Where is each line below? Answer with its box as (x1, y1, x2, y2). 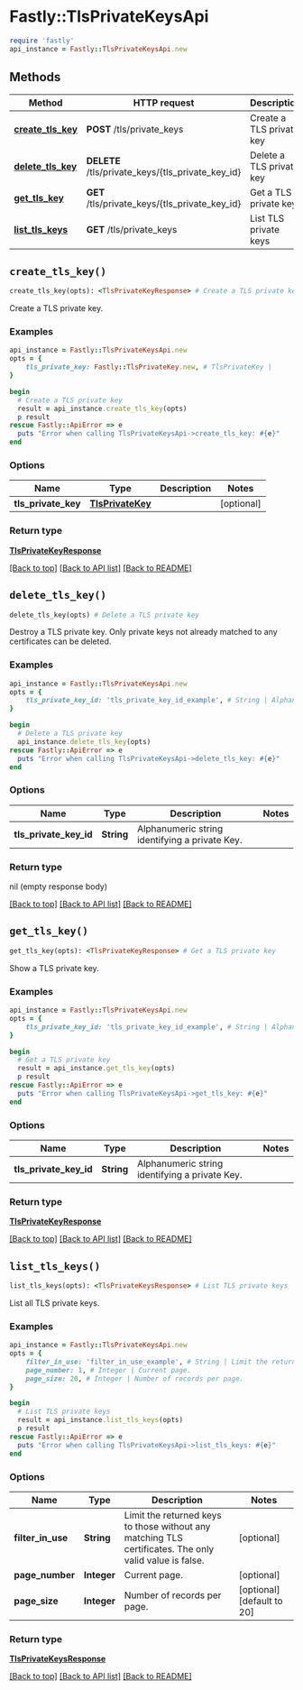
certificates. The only (124, 1542, 215, 1555)
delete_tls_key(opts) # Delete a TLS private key (9, 611, 200, 620)
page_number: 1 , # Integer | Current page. (25, 1365, 192, 1374)
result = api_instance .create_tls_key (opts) (17, 404, 188, 413)
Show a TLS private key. (9, 962, 99, 973)
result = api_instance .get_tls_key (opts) (17, 1064, 176, 1073)
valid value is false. (124, 1554, 205, 1566)
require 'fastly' (9, 36, 75, 45)
